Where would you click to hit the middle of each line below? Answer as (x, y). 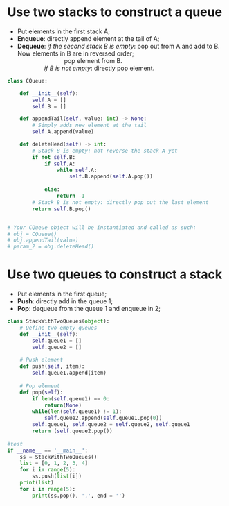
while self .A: (77, 170)
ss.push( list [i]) (57, 476)
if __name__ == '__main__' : (48, 450)
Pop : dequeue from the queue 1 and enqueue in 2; (89, 309)
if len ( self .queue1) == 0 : (71, 399)
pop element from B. (93, 60)
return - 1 (71, 196)
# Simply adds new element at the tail (90, 126)
